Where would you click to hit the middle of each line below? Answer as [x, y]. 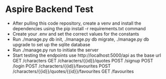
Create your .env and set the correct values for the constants [76, 34]
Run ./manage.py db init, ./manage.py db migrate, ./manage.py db [81, 39]
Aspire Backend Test [49, 9]
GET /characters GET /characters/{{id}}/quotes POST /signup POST [83, 60]
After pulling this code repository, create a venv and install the [77, 23]
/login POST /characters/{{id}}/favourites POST [62, 66]
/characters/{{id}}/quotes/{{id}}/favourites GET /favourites [73, 71]
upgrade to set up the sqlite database [51, 44]
